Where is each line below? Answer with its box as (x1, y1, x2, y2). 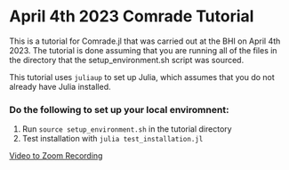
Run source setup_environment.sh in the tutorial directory (21, 124, 233, 134)
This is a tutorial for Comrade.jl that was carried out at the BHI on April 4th (9, 36, 281, 46)
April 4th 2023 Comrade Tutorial (9, 6, 254, 27)
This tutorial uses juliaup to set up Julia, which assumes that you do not (9, 71, 276, 82)
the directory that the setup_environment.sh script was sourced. (9, 54, 245, 65)
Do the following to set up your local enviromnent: (9, 103, 229, 116)
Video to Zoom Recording (9, 150, 103, 161)
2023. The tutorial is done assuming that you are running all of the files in (9, 45, 277, 55)
